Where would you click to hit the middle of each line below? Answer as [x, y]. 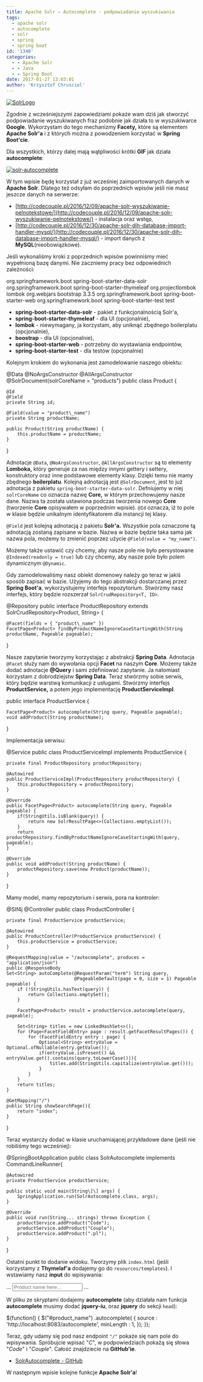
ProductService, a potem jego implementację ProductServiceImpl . [91, 689]
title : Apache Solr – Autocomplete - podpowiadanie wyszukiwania [90, 12]
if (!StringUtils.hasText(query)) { [64, 989]
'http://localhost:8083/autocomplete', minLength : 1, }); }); [78, 1324]
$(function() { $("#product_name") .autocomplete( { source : [82, 1318]
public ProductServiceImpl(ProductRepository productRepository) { [93, 779]
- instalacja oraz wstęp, [124, 219]
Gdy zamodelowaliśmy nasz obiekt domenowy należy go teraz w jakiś [94, 575]
